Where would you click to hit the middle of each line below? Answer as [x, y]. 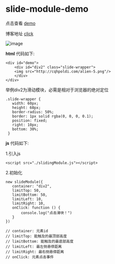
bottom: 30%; [25, 129]
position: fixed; [30, 120]
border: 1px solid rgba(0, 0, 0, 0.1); [53, 116]
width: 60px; [25, 103]
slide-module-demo [47, 9]
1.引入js [13, 154]
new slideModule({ [24, 182]
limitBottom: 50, [30, 195]
